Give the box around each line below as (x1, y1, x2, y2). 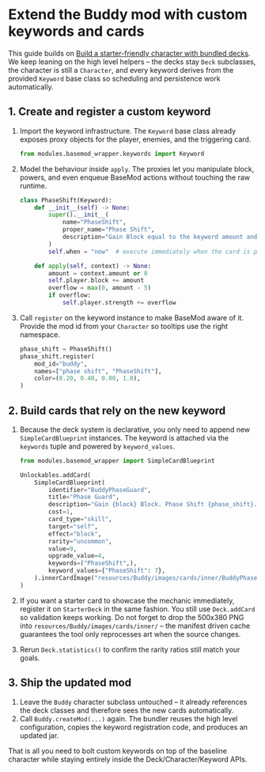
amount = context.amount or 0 (48, 269, 148, 278)
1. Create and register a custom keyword (8, 105, 211, 119)
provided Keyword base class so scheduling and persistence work (8, 74, 221, 83)
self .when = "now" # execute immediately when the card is (48, 248, 251, 255)
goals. (19, 653, 40, 662)
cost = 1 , (48, 508, 74, 516)
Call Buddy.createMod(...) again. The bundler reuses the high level (19, 713, 238, 723)
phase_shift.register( (19, 352, 95, 361)
